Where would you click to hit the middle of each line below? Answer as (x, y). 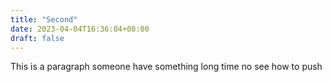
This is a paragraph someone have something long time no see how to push (166, 67)
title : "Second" (44, 19)
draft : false (37, 38)
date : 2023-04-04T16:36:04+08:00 (80, 29)
